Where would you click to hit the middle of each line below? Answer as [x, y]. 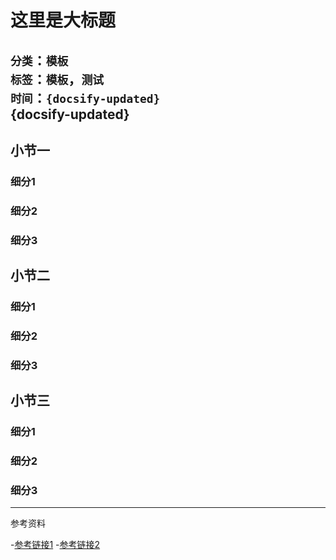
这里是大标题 [63, 20]
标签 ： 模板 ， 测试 [57, 79]
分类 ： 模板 [39, 60]
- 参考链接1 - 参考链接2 [55, 545]
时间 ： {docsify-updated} [85, 97]
